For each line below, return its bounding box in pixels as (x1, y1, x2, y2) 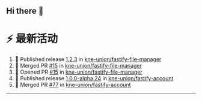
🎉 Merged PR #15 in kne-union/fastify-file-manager (14, 62, 142, 69)
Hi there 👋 (6, 6, 44, 16)
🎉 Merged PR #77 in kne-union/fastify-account (14, 81, 131, 89)
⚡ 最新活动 (6, 32, 58, 46)
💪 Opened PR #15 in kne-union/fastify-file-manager (14, 68, 142, 75)
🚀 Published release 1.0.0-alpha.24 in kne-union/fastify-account (14, 75, 174, 82)
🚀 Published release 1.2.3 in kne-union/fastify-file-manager (14, 56, 162, 63)
